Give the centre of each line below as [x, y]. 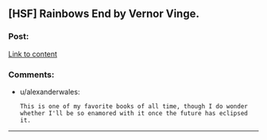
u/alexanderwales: [50, 91]
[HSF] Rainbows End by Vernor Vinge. [104, 14]
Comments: [31, 74]
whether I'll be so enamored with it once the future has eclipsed [133, 113]
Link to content [33, 54]
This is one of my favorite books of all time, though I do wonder [133, 106]
